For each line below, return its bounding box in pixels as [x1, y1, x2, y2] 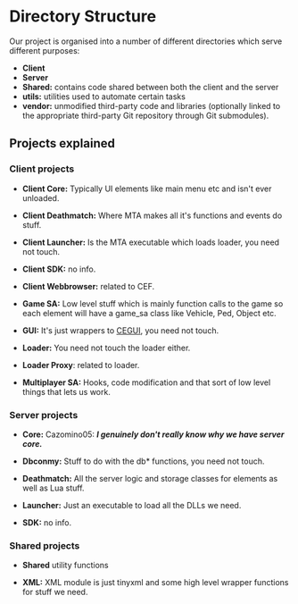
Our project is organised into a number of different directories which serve [9, 36, 283, 46]
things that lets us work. [21, 386, 112, 397]
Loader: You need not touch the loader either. [21, 342, 191, 353]
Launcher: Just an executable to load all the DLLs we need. [21, 499, 242, 510]
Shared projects [9, 539, 80, 551]
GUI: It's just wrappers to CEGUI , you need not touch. [21, 324, 219, 336]
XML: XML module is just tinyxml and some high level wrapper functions [21, 577, 289, 588]
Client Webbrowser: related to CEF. [21, 281, 155, 291]
